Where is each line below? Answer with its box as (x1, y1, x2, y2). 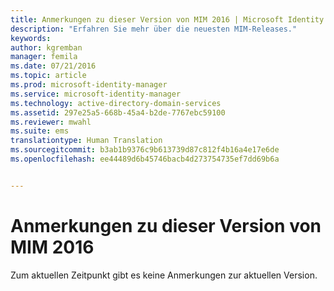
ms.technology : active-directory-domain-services (10, 98, 222, 108)
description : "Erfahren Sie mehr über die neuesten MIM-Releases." (10, 24, 298, 34)
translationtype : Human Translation (10, 136, 163, 146)
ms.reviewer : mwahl (10, 117, 92, 127)
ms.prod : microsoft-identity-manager (10, 80, 168, 90)
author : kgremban (10, 42, 83, 53)
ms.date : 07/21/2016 (10, 61, 97, 71)
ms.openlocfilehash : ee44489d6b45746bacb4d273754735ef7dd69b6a (10, 154, 280, 164)
